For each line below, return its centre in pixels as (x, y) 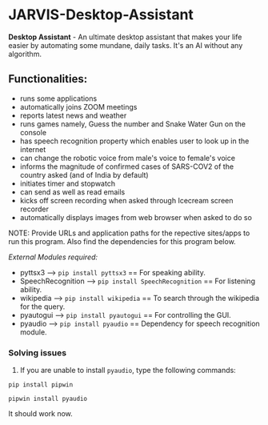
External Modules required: (53, 257)
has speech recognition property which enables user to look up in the (134, 141)
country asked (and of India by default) (84, 174)
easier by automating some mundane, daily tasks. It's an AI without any (126, 45)
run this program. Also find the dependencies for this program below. (122, 241)
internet (33, 149)
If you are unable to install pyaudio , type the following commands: (128, 371)
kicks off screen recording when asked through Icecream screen (126, 200)
